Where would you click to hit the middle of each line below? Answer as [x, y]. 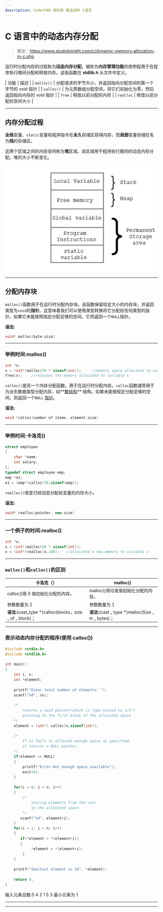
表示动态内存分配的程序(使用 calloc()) [49, 638]
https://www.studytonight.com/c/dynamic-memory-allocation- [92, 51]
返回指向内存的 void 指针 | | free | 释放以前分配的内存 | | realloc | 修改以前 [79, 95]
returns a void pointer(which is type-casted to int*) [79, 710]
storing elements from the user [64, 803]
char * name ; [26, 457]
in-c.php [25, 56]
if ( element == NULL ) [34, 757]
